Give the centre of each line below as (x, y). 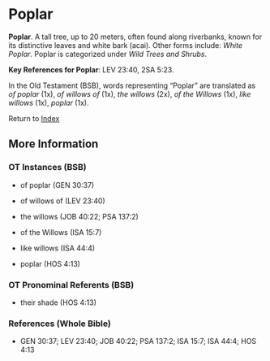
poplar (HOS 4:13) (50, 263)
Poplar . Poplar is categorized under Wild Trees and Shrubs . (108, 54)
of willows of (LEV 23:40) (62, 201)
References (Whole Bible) (60, 324)
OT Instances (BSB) (47, 167)
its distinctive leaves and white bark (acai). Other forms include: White (126, 45)
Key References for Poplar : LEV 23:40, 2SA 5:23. (91, 69)
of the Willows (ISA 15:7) (61, 232)
